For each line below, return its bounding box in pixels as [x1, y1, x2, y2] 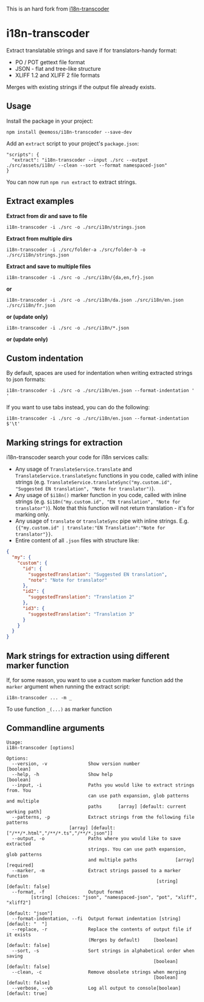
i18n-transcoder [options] [6, 744, 75, 750]
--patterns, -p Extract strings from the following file [12, 814, 195, 820]
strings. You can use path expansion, [88, 846, 187, 852]
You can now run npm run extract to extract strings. [6, 178, 137, 186]
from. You [6, 787, 32, 793]
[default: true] [6, 990, 47, 997]
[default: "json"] [6, 910, 53, 917]
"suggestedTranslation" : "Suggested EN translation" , [28, 571, 167, 578]
